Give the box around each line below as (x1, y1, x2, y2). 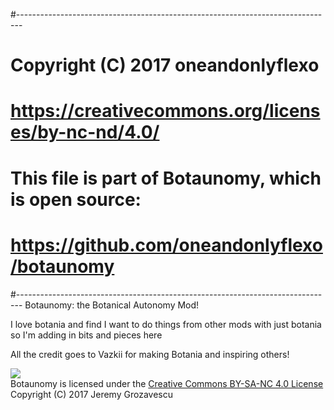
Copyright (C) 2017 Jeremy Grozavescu (10, 388, 173, 400)
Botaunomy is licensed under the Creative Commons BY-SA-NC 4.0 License (10, 377, 324, 389)
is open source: (10, 188, 142, 211)
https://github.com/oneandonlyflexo (10, 234, 323, 256)
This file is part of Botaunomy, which (10, 167, 322, 189)
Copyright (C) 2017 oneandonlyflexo (10, 54, 320, 77)
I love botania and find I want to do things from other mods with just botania (10, 318, 322, 330)
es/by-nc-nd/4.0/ (10, 121, 160, 144)
